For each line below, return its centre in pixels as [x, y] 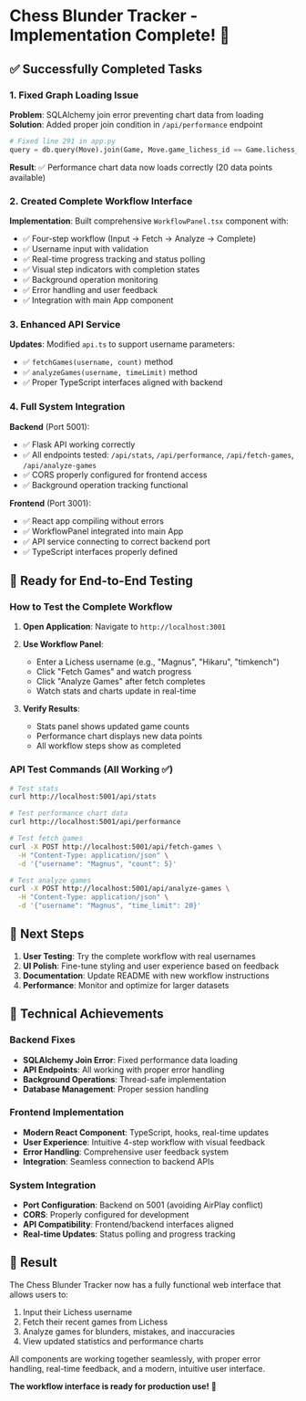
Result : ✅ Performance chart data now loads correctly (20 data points [141, 167]
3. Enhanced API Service [65, 324]
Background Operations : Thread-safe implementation [124, 1079]
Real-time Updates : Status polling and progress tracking [129, 1234]
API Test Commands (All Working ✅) [92, 769]
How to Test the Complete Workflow [91, 606]
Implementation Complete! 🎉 [120, 35]
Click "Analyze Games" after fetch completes [121, 682]
